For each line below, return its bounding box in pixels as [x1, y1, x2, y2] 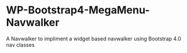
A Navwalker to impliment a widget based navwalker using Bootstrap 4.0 [6, 35, 182, 42]
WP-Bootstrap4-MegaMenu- [6, 3, 150, 17]
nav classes [6, 41, 35, 48]
